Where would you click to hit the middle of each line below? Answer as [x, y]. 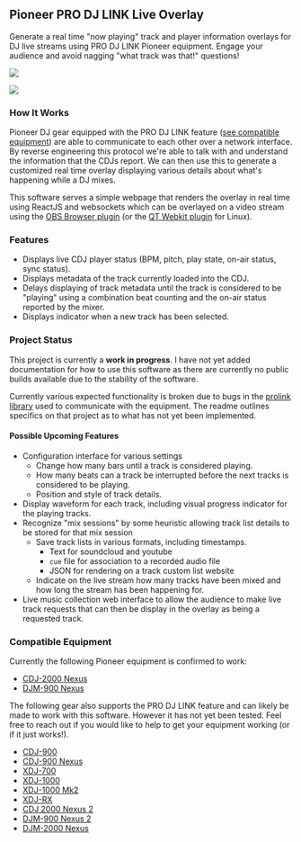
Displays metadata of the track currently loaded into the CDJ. [136, 279]
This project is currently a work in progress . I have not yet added [130, 360]
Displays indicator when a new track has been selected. [125, 317]
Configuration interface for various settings [102, 456]
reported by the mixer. [63, 307]
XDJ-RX [37, 800]
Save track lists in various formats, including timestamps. [141, 542]
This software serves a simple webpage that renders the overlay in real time [150, 198]
